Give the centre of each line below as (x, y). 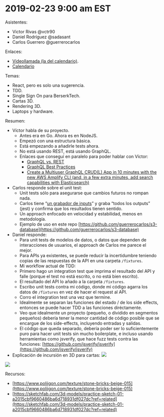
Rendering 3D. (27, 106)
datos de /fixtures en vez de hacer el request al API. (73, 292)
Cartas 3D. (23, 101)
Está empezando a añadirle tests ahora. (59, 146)
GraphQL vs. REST (46, 161)
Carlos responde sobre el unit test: (47, 187)
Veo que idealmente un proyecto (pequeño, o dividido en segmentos (89, 313)
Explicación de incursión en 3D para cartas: (56, 355)
